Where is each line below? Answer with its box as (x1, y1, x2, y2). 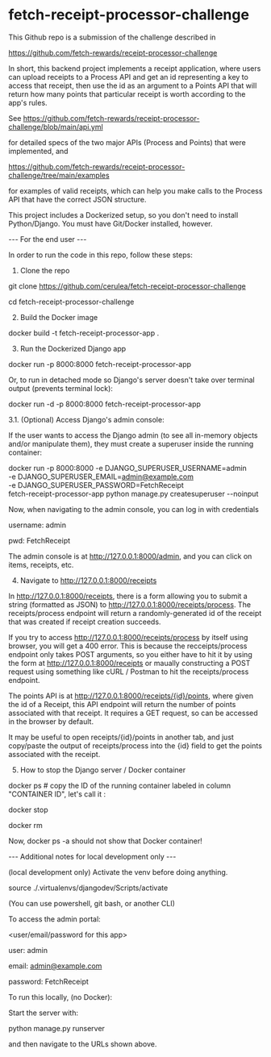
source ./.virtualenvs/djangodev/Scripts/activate (8, 883, 169, 893)
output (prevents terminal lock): (8, 383, 113, 393)
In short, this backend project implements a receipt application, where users (8, 63, 261, 73)
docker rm (8, 820, 43, 830)
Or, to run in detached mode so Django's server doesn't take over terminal (8, 375, 256, 385)
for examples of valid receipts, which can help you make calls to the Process (8, 185, 263, 195)
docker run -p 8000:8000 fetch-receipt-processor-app (8, 359, 192, 368)
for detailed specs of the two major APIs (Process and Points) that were (8, 137, 246, 147)
